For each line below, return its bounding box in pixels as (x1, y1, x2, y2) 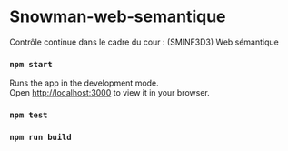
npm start (9, 59, 53, 69)
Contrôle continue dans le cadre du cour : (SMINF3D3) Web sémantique (9, 36, 279, 47)
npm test (9, 110, 48, 120)
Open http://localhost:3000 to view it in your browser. (9, 87, 211, 98)
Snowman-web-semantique (9, 6, 226, 27)
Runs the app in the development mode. (9, 77, 159, 88)
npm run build (9, 132, 72, 143)
